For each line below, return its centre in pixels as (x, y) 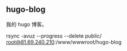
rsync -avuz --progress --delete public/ (54, 36)
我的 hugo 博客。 (27, 24)
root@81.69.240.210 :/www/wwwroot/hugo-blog (64, 42)
